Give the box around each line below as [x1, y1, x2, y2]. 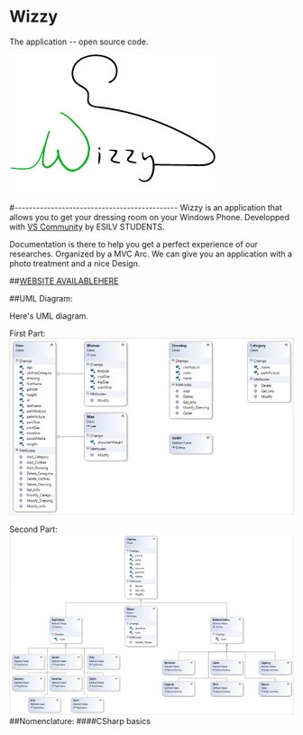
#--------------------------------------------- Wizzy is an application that [9, 201, 282, 213]
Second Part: [9, 524, 59, 535]
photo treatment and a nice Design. [9, 257, 141, 268]
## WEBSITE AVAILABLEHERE [9, 275, 119, 286]
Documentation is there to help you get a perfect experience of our [9, 238, 259, 249]
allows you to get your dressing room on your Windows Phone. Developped [9, 211, 290, 222]
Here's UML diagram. [9, 310, 88, 321]
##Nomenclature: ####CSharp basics [9, 715, 151, 726]
